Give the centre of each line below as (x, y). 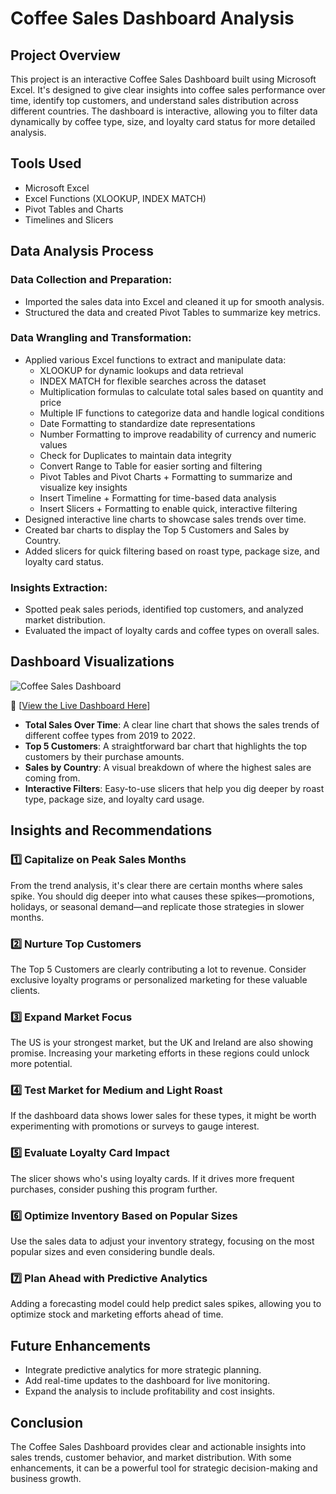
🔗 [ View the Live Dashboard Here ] (80, 705)
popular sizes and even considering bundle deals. (113, 1252)
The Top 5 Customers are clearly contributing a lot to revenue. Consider (158, 969)
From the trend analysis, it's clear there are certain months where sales (156, 885)
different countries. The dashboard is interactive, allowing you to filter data (164, 111)
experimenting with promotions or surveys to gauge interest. (135, 1126)
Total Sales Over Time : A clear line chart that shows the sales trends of (172, 724)
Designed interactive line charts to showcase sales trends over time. (165, 519)
